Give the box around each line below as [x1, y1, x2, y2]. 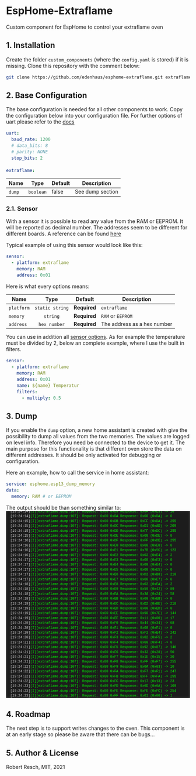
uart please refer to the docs [6, 118, 75, 125]
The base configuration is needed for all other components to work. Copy [6, 106, 183, 113]
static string [34, 305, 69, 311]
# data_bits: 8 [11, 143, 48, 149]
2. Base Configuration [6, 91, 87, 101]
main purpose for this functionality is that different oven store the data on [6, 445, 182, 452]
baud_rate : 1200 [11, 136, 51, 143]
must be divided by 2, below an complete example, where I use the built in [6, 339, 185, 346]
